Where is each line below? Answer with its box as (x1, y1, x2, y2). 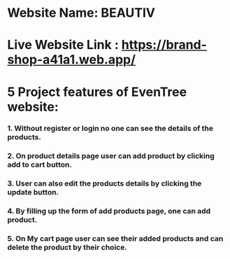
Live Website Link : (7, 37, 119, 53)
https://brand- (121, 37, 208, 53)
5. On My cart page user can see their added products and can (7, 234, 224, 244)
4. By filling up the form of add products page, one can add (7, 206, 211, 216)
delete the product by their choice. (7, 243, 127, 253)
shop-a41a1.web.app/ (7, 52, 136, 68)
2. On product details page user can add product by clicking (7, 151, 215, 161)
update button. (7, 188, 59, 197)
